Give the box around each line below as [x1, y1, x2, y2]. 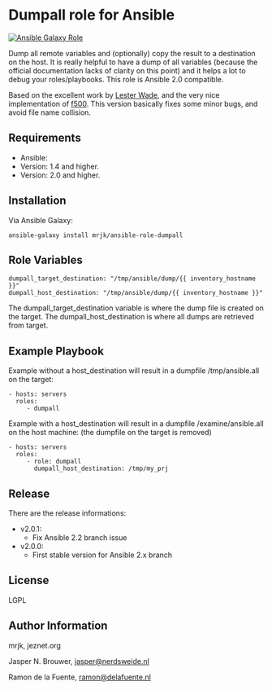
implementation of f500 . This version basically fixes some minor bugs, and [8, 99, 258, 108]
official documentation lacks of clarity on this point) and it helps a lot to [8, 65, 246, 75]
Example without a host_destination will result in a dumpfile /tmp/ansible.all [8, 366, 260, 376]
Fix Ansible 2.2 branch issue [32, 533, 127, 543]
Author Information [8, 619, 108, 633]
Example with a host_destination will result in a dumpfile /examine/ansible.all [8, 419, 264, 429]
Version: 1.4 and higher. [19, 161, 100, 171]
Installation [8, 194, 67, 208]
